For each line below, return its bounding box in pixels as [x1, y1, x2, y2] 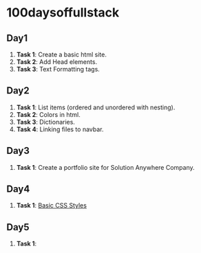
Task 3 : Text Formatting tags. [16, 65, 100, 73]
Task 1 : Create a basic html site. [16, 50, 107, 58]
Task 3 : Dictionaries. [16, 118, 75, 126]
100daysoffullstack [6, 5, 120, 21]
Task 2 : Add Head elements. [16, 58, 98, 66]
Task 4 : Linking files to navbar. [16, 125, 104, 133]
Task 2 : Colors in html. [16, 110, 81, 118]
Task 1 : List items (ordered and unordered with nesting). [16, 103, 176, 111]
